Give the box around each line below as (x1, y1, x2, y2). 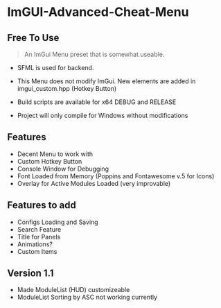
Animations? (17, 240, 53, 248)
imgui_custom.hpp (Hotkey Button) (17, 85, 117, 92)
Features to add (7, 199, 76, 212)
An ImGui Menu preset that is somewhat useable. (24, 50, 165, 58)
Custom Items (17, 247, 58, 255)
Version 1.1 (7, 268, 54, 280)
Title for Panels (17, 232, 61, 241)
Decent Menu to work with (17, 150, 94, 158)
